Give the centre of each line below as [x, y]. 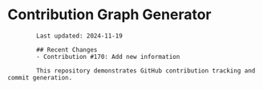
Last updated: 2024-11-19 [80, 36]
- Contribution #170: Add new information [108, 57]
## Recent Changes [67, 49]
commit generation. [40, 77]
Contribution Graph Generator [109, 15]
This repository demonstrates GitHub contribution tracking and [146, 70]
